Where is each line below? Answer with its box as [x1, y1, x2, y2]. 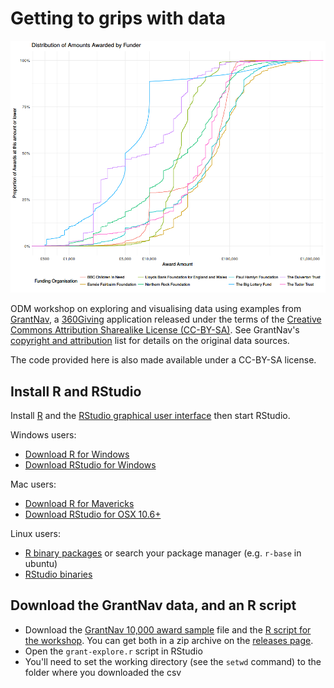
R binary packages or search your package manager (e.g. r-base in [24, 547, 302, 559]
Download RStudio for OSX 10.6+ [24, 508, 162, 520]
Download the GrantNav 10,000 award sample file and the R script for [24, 623, 312, 636]
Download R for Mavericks [24, 497, 135, 509]
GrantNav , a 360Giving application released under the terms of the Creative [10, 313, 322, 326]
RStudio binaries [24, 568, 93, 580]
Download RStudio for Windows [24, 458, 157, 471]
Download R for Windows [24, 448, 130, 460]
